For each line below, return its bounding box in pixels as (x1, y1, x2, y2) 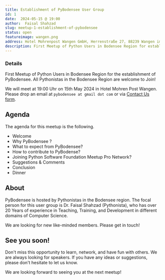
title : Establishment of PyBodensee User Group (5, 7, 105, 12)
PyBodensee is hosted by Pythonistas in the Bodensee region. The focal (5, 197, 151, 203)
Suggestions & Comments (12, 159, 65, 165)
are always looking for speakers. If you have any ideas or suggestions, (5, 254, 148, 260)
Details (5, 60, 23, 67)
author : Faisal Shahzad (5, 21, 56, 26)
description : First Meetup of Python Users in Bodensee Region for (5, 44, 146, 49)
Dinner (12, 169, 26, 175)
